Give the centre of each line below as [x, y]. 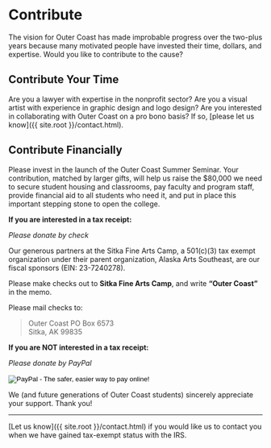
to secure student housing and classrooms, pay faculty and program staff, [131, 186]
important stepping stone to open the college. [84, 204]
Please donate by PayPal [50, 363]
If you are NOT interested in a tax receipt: [79, 347]
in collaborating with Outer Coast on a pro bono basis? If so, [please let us [131, 116]
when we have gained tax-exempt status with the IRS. [98, 435]
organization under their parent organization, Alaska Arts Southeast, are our [134, 259]
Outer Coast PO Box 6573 [71, 323]
